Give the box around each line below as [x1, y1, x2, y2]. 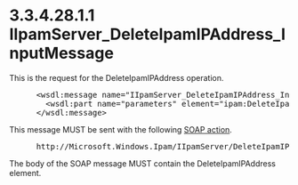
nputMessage [9, 44, 114, 63]
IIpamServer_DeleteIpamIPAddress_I [9, 24, 286, 44]
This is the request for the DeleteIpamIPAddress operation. [9, 72, 224, 83]
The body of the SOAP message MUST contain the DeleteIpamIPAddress [9, 157, 276, 169]
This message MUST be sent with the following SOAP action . [9, 124, 233, 134]
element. [9, 167, 42, 178]
